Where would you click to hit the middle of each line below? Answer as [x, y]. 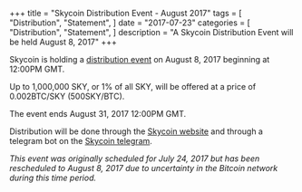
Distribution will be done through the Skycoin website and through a [136, 131]
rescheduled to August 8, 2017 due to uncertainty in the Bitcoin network [144, 168]
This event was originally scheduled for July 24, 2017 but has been [135, 158]
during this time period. [53, 178]
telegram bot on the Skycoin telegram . [81, 141]
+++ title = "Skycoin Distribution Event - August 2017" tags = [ [126, 13]
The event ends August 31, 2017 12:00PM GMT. [98, 114]
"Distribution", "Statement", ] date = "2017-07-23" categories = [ [130, 23]
